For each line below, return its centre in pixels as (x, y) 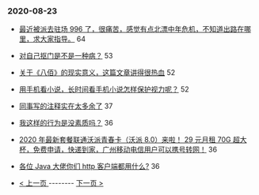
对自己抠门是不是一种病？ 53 (66, 56)
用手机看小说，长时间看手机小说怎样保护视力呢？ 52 (104, 89)
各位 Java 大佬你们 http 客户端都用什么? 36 (89, 167)
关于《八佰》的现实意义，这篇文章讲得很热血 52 (97, 73)
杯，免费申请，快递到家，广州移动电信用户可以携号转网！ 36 (118, 150)
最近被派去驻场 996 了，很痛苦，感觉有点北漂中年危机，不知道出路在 (131, 29)
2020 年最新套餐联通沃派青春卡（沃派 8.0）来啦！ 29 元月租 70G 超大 (133, 140)
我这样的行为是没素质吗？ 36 (66, 123)
